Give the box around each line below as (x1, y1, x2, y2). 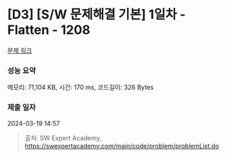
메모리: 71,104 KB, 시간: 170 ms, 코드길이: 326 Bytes (7, 83, 154, 92)
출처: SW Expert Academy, (24, 134, 102, 142)
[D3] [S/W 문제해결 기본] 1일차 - (7, 6, 186, 23)
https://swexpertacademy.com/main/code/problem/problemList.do (24, 141, 220, 150)
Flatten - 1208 (7, 22, 90, 38)
